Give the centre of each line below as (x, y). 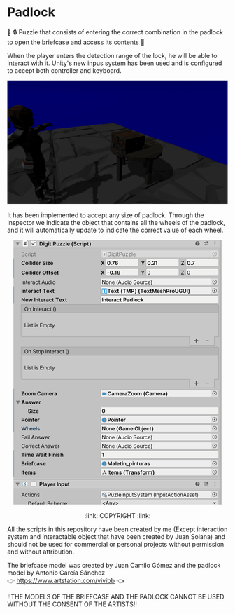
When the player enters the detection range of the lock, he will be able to (112, 55)
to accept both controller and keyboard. (64, 70)
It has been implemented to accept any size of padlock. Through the (106, 215)
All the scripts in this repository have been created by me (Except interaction (117, 529)
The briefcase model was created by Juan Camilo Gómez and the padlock (114, 565)
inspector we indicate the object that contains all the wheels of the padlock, (116, 222)
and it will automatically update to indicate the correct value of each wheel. (115, 230)
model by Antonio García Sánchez (56, 573)
